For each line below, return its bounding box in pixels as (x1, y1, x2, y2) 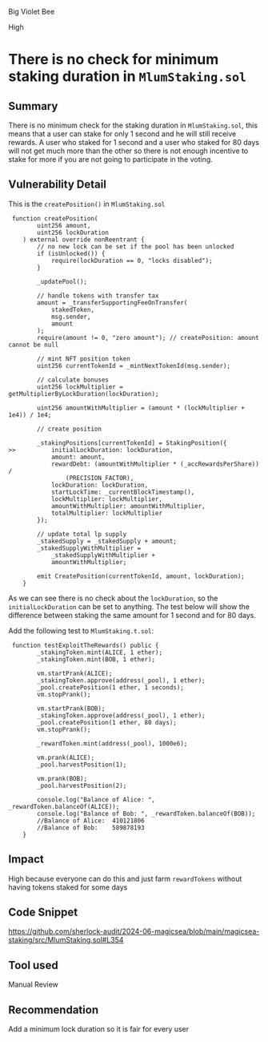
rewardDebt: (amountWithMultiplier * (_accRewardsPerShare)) (50, 460, 260, 468)
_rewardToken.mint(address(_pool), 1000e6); (37, 739, 188, 748)
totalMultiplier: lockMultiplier (50, 509, 162, 517)
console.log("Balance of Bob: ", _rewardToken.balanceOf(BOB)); (37, 810, 256, 818)
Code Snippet (8, 906, 78, 919)
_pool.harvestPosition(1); (37, 761, 127, 769)
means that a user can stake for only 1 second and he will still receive (8, 129, 237, 139)
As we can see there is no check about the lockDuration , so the (8, 593, 218, 603)
